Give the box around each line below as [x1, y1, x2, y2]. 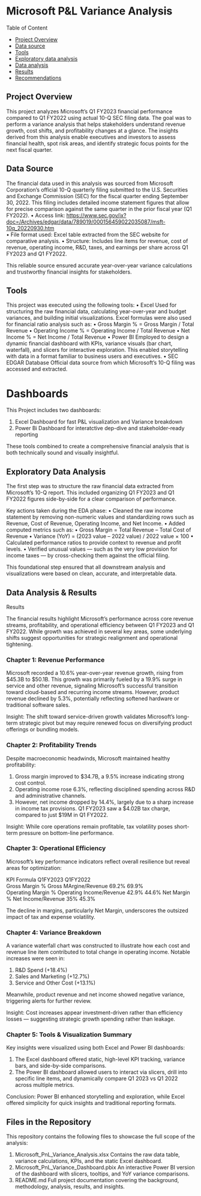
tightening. [6, 640, 33, 648]
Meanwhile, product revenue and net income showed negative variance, [6, 991, 185, 998]
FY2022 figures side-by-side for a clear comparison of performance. [6, 495, 177, 503]
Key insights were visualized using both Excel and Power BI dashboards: [6, 1044, 185, 1051]
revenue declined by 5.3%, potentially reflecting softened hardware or [6, 695, 179, 703]
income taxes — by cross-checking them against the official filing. [6, 552, 170, 559]
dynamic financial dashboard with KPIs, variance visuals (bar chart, [6, 340, 173, 347]
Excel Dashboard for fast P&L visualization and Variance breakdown [14, 418, 183, 425]
